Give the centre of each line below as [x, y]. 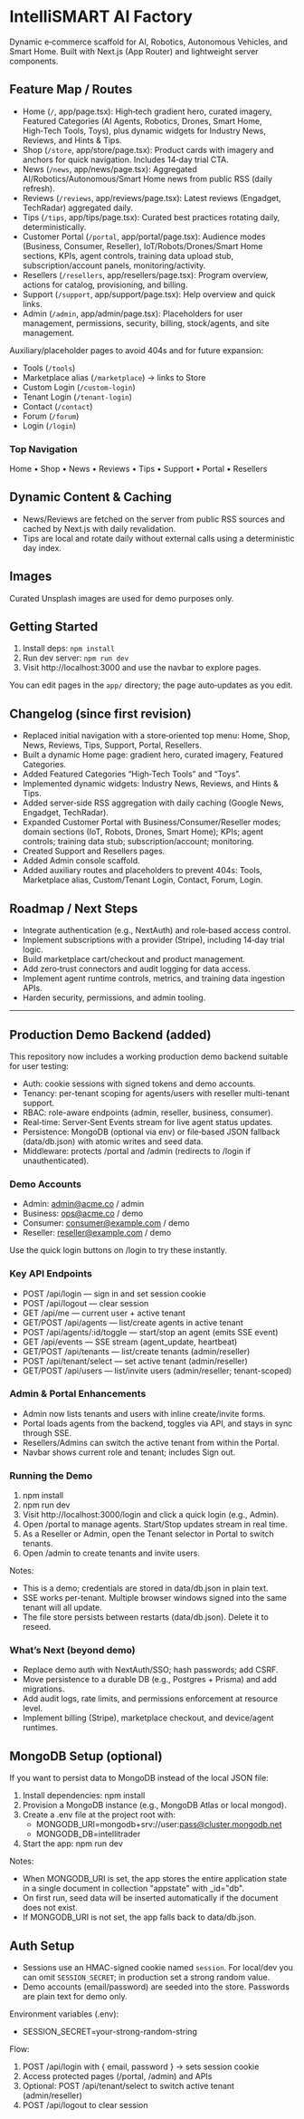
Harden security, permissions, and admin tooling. [114, 997]
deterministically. [54, 226]
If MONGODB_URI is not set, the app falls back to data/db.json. [139, 1917]
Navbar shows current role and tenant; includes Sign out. [129, 1452]
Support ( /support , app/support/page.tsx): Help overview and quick [149, 294]
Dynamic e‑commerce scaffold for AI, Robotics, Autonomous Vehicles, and [148, 42]
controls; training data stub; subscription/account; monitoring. [138, 842]
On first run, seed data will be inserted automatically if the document [150, 1898]
